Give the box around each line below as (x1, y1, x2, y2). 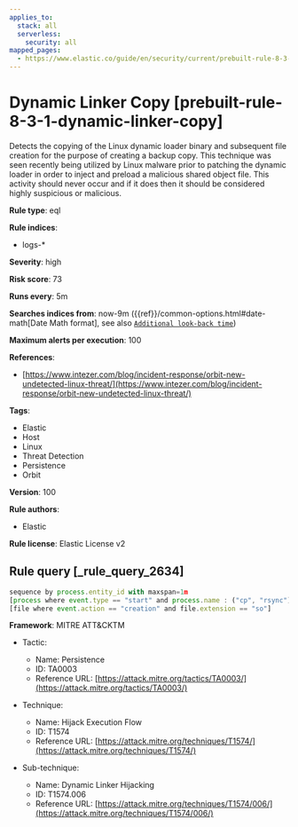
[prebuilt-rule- (173, 92, 283, 113)
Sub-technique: (21, 762, 80, 773)
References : (9, 351, 55, 362)
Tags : (9, 405, 31, 415)
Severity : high (9, 256, 62, 267)
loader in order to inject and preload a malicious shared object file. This (9, 169, 270, 179)
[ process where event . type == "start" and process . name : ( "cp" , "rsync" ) (9, 595, 292, 604)
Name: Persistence (35, 654, 105, 666)
